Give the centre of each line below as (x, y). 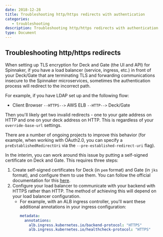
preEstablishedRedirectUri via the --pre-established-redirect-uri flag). (80, 145)
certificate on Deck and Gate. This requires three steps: (62, 160)
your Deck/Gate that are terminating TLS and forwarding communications (80, 75)
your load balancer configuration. (46, 196)
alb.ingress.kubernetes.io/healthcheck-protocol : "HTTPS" (90, 230)
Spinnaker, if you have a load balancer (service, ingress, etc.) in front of (78, 70)
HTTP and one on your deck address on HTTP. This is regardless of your (79, 120)
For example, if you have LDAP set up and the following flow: (67, 95)
